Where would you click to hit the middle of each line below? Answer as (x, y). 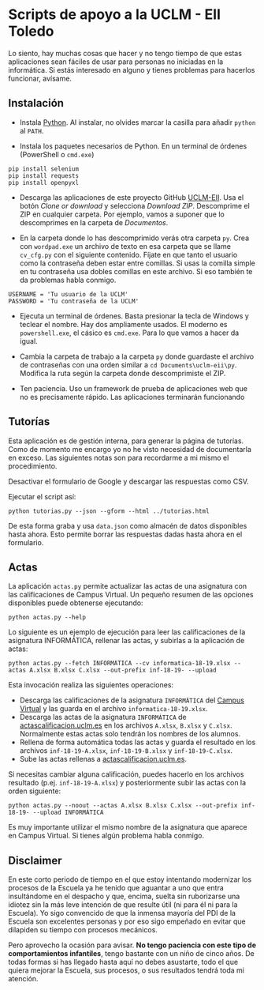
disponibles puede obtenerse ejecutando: (76, 603)
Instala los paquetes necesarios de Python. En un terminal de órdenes (133, 146)
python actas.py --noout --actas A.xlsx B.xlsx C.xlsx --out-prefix (123, 806)
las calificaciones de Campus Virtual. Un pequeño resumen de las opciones (131, 595)
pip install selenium (44, 169)
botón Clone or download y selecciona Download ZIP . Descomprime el (134, 205)
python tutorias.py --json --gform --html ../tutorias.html (109, 511)
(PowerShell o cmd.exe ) (57, 154)
